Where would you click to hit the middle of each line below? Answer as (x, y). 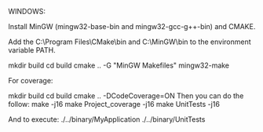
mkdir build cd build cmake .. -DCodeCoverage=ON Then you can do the (126, 96)
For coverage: (31, 81)
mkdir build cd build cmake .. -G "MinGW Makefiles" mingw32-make (119, 65)
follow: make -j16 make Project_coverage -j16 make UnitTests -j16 (114, 104)
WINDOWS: (27, 11)
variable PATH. (32, 50)
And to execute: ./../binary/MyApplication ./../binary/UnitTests (107, 119)
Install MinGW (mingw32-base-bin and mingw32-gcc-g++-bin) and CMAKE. (132, 26)
